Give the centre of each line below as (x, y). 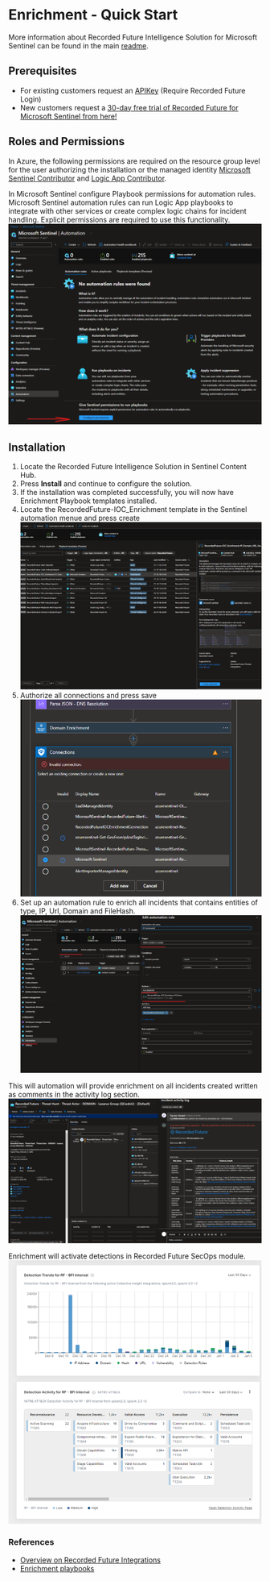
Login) (31, 99)
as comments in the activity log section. (74, 1095)
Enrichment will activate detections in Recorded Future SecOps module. (127, 1256)
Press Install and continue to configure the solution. (106, 484)
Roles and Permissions (67, 141)
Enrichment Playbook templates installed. (88, 501)
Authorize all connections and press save (88, 695)
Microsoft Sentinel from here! (68, 116)
